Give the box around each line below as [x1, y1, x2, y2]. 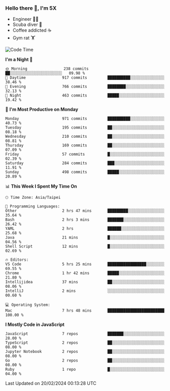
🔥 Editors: [5, 257, 29, 262]
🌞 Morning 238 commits [5, 66, 89, 72]
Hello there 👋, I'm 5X [5, 5, 57, 12]
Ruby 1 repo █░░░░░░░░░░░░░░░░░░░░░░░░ [5, 367, 165, 372]
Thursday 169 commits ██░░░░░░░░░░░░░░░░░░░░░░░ [5, 143, 165, 148]
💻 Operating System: [5, 303, 51, 308]
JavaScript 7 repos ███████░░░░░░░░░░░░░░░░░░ [5, 332, 165, 337]
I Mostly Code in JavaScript [5, 321, 65, 327]
